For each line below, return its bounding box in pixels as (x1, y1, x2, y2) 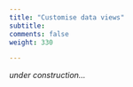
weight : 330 (9, 37, 53, 47)
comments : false (9, 29, 69, 38)
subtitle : (9, 21, 46, 30)
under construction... (9, 70, 86, 81)
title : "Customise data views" (9, 12, 125, 22)
